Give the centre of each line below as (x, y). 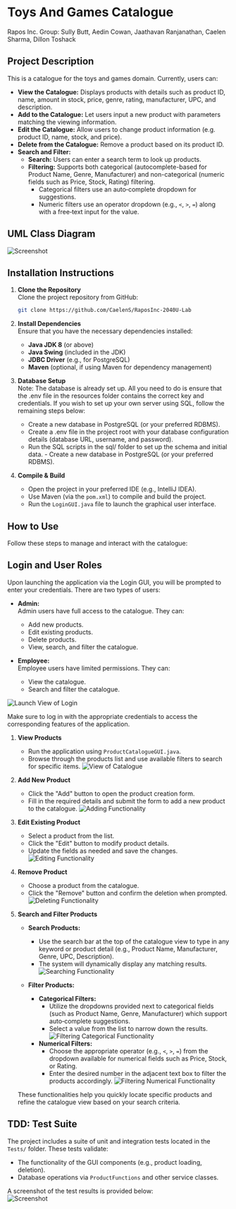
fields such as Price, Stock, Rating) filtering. (92, 182)
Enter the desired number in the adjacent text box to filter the (138, 1073)
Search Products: (54, 927)
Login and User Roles (55, 565)
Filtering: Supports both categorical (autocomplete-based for (118, 167)
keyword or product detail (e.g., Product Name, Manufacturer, (128, 948)
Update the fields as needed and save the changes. (103, 851)
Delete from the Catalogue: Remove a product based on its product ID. (121, 144)
